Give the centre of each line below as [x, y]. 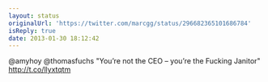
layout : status [34, 16]
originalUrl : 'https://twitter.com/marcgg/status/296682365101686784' [130, 23]
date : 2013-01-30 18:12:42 [54, 38]
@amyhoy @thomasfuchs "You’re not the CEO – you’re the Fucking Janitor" [134, 61]
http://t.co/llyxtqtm [40, 70]
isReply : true [32, 31]
